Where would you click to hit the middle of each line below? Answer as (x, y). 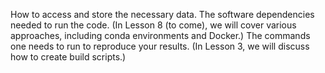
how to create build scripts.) (68, 57)
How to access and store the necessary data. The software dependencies (162, 14)
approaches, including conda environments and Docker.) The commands (160, 35)
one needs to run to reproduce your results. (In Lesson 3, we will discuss (160, 46)
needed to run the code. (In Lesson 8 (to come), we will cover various (153, 25)
